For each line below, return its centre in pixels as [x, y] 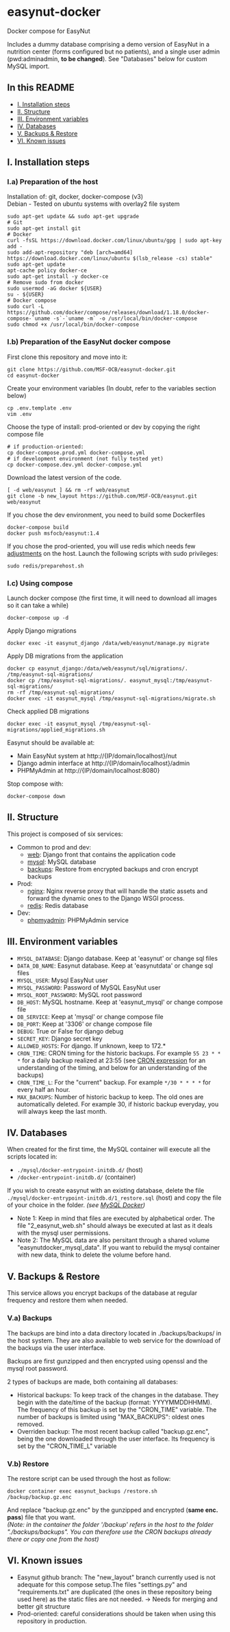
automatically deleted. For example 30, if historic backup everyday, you [118, 1104]
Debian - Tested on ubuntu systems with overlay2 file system [93, 204]
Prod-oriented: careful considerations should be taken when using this [116, 1613]
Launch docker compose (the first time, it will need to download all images [112, 598]
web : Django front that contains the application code [101, 854]
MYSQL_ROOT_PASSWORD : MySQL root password [79, 994]
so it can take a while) [38, 605]
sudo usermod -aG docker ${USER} [55, 289]
